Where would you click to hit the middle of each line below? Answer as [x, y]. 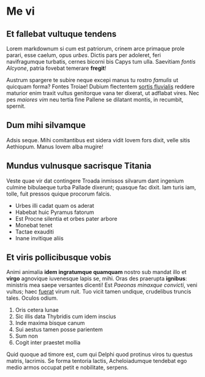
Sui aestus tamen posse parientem [59, 330]
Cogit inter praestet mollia [48, 343]
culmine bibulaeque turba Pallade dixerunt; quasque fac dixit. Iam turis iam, [101, 187]
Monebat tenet [34, 225]
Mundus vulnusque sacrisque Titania [79, 166]
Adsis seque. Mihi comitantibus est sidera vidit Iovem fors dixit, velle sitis [98, 140]
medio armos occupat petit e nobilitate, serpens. [68, 367]
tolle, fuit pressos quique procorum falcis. [59, 194]
